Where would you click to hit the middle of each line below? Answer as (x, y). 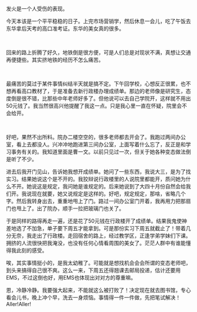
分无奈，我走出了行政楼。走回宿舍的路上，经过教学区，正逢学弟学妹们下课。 (98, 235)
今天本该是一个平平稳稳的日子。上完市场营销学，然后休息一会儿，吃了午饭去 (98, 21)
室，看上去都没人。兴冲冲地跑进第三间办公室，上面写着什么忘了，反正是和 (96, 144)
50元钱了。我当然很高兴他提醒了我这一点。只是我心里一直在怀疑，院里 (91, 106)
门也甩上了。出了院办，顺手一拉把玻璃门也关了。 (65, 208)
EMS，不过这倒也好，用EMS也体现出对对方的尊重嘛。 (71, 278)
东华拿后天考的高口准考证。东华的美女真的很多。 (65, 29)
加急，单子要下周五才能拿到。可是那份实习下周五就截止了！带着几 (111, 228)
